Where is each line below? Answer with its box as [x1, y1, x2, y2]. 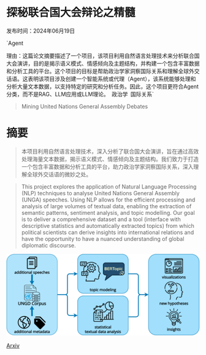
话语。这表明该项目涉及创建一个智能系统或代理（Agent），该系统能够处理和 [6, 75, 196, 82]
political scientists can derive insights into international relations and [21, 228, 194, 236]
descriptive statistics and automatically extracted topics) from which [21, 222, 194, 229]
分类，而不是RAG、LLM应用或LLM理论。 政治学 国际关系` [6, 90, 154, 98]
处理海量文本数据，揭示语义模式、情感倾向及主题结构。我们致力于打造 [21, 155, 199, 163]
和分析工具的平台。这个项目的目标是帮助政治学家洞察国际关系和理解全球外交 [6, 67, 200, 74]
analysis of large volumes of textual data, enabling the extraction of [21, 202, 192, 209]
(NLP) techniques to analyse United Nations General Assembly [21, 189, 180, 197]
